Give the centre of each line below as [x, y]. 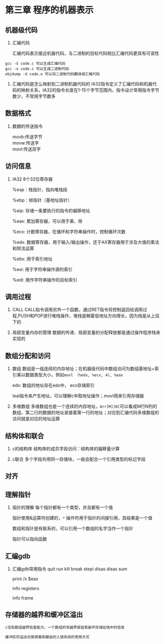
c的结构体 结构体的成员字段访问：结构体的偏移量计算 [66, 449]
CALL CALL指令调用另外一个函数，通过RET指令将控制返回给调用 [78, 310]
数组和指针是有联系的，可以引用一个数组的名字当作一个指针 [73, 529]
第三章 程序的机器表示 [49, 10]
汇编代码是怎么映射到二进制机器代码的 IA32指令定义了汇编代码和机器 [82, 84]
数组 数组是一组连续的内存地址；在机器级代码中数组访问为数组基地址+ [83, 368]
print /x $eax [25, 579]
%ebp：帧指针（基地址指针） [42, 200]
